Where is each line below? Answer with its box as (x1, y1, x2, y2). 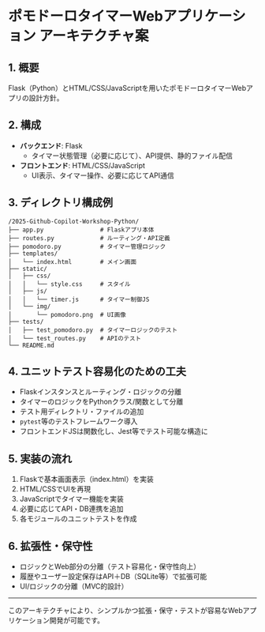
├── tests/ (8, 318, 44, 325)
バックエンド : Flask (19, 141, 83, 150)
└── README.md (8, 341, 55, 349)
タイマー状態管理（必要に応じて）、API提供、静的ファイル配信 (31, 151, 233, 160)
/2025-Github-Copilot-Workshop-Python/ (8, 217, 140, 225)
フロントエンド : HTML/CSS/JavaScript (19, 160, 146, 170)
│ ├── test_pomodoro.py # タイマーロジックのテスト (8, 325, 178, 334)
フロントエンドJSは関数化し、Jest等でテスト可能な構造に (19, 427, 208, 436)
